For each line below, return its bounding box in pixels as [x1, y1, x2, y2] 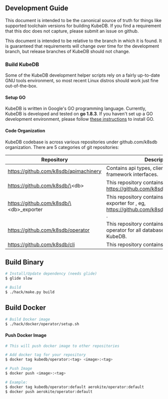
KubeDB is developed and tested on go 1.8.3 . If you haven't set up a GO [5, 111, 153, 117]
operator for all [106, 227, 141, 234]
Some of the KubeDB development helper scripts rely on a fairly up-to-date [5, 72, 160, 78]
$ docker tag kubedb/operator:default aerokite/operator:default [5, 384, 144, 389]
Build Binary [5, 258, 44, 266]
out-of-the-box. [5, 83, 37, 89]
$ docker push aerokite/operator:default [5, 389, 93, 394]
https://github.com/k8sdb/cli [7, 241, 75, 248]
